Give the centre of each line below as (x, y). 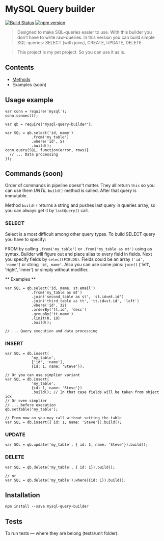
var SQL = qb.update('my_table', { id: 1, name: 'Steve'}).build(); (77, 445)
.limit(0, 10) (46, 318)
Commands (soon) (34, 174)
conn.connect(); (22, 116)
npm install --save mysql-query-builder (47, 507)
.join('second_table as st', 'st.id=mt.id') (78, 297)
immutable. (16, 196)
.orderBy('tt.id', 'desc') (59, 310)
